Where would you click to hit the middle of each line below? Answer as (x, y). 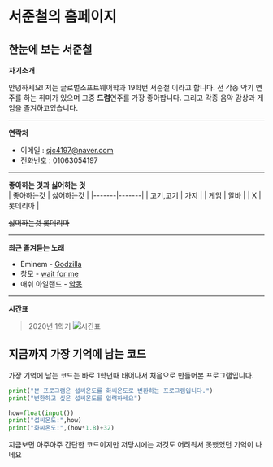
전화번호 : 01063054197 (59, 160)
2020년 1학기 (50, 326)
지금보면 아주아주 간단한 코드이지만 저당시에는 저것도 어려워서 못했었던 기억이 (131, 445)
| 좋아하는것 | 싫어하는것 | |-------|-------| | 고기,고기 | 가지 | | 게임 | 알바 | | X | (135, 195)
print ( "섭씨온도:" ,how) (45, 421)
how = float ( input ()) (41, 413)
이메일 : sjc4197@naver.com (67, 150)
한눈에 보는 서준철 (50, 49)
